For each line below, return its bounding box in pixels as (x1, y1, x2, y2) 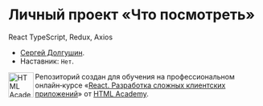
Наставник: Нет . (19, 56, 74, 66)
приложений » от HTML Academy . (35, 88, 149, 98)
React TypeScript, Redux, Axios (8, 32, 113, 42)
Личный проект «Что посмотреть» (8, 6, 256, 24)
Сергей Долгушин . (19, 47, 85, 57)
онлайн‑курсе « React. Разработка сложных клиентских (35, 80, 226, 90)
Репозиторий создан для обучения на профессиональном (35, 71, 235, 81)
